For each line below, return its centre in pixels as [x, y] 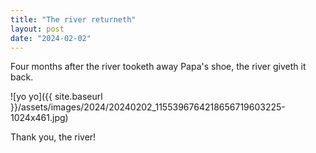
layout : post [37, 29]
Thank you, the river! [53, 137]
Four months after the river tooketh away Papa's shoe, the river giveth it [158, 67]
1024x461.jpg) [39, 118]
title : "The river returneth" [73, 19]
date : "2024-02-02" [51, 38]
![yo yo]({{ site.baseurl [56, 97]
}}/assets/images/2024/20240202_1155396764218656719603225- [148, 107]
